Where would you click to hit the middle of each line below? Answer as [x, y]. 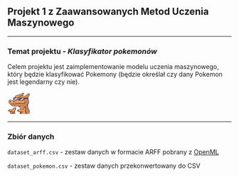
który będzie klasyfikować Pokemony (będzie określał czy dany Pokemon [115, 75]
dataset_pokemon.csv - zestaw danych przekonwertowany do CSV [104, 166]
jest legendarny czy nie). [43, 82]
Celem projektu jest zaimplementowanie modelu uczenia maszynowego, [113, 67]
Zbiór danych [31, 136]
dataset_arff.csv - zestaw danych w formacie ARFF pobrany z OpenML [113, 152]
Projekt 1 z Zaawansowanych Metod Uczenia [108, 12]
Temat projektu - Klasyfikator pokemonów [83, 51]
